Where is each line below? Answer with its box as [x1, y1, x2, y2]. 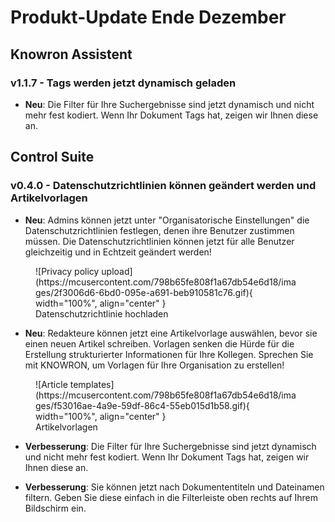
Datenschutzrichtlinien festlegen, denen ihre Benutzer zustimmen [24, 224, 295, 236]
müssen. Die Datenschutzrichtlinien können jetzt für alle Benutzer [24, 235, 295, 247]
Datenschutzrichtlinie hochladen [35, 307, 169, 320]
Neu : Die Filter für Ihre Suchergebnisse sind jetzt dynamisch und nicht [24, 98, 315, 110]
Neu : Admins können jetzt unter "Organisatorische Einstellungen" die [24, 214, 310, 226]
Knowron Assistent [10, 46, 133, 63]
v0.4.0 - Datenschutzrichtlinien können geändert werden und [10, 179, 317, 193]
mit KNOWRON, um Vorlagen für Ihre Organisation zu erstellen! [24, 359, 285, 371]
